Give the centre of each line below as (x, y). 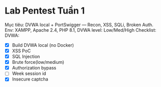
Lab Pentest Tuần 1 (45, 11)
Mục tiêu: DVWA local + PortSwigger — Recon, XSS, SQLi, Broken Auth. (79, 25)
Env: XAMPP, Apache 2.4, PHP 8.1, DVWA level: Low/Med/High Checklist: (80, 30)
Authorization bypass (34, 68)
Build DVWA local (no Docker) (43, 45)
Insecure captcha (30, 79)
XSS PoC (21, 51)
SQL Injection (26, 57)
